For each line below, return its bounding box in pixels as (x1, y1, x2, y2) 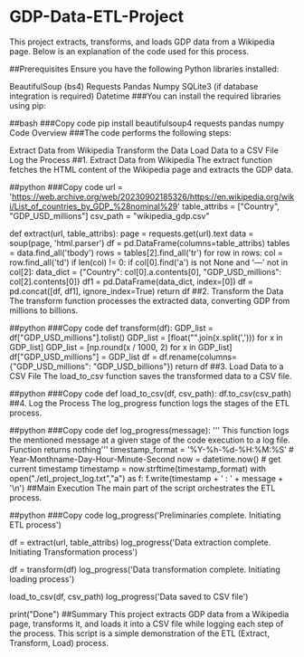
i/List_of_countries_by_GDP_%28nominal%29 (9, 201, 178, 212)
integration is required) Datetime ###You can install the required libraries (9, 90, 281, 101)
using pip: (9, 100, 47, 110)
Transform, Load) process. (9, 637, 109, 648)
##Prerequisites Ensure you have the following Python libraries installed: (9, 63, 280, 74)
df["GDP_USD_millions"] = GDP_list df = (9, 351, 158, 362)
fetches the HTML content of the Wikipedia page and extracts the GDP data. (9, 164, 294, 175)
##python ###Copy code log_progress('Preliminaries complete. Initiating (9, 509, 281, 520)
